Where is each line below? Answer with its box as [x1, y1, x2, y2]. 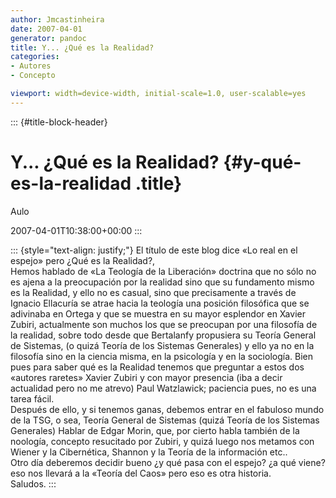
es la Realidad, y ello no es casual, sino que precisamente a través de [10, 286, 297, 298]
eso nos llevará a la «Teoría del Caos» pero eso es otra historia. [10, 467, 272, 479]
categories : [10, 52, 60, 62]
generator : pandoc [10, 33, 87, 43]
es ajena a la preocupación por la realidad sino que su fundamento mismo [10, 276, 315, 288]
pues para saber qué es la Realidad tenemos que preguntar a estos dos [10, 361, 305, 373]
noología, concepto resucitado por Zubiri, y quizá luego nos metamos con [10, 435, 315, 447]
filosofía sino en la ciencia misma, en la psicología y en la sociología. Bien [10, 350, 313, 362]
